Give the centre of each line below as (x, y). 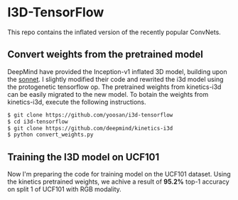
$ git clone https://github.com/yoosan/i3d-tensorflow (90, 115)
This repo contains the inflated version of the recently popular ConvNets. (114, 32)
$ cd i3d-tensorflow (38, 122)
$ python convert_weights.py (50, 135)
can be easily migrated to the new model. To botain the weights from (108, 94)
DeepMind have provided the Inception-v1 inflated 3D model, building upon (117, 71)
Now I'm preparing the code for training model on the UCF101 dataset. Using (119, 174)
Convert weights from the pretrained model (106, 54)
